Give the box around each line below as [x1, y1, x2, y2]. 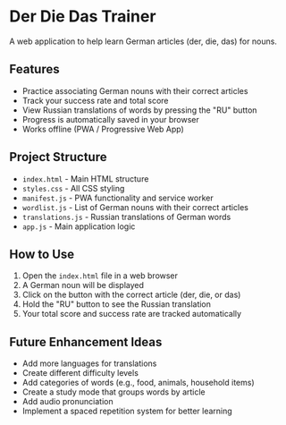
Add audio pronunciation [21, 396, 114, 407]
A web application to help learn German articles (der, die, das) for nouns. [9, 36, 277, 47]
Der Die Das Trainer [9, 6, 156, 27]
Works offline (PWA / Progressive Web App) [21, 123, 185, 134]
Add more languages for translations [21, 358, 157, 369]
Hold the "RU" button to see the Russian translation [21, 299, 212, 310]
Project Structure [9, 149, 107, 165]
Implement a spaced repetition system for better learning [21, 405, 232, 417]
